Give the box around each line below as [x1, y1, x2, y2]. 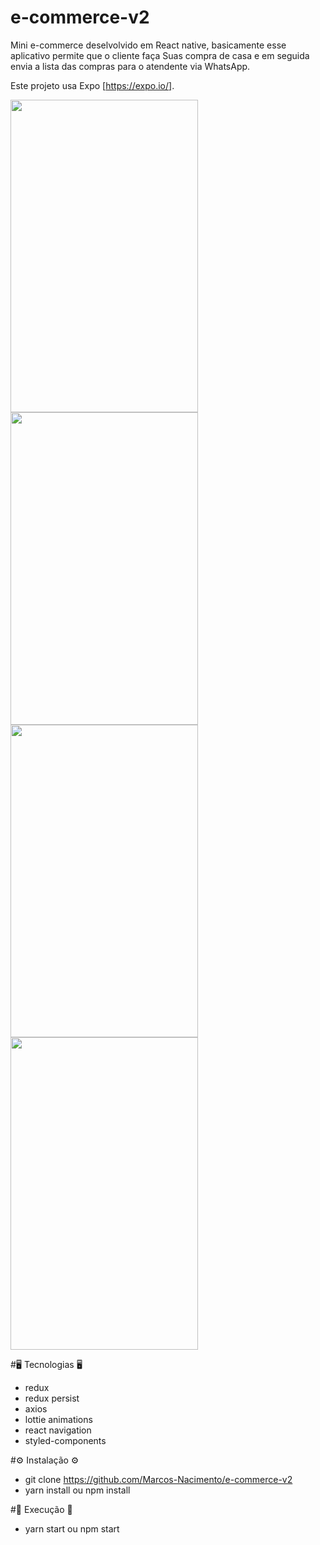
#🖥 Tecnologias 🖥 [10, 1358, 83, 1370]
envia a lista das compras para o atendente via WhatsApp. [10, 60, 251, 72]
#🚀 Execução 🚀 [10, 1503, 73, 1515]
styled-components [24, 1434, 107, 1446]
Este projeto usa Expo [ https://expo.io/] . [10, 79, 175, 91]
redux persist [24, 1392, 80, 1404]
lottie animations [24, 1413, 93, 1425]
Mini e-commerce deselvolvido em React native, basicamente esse [10, 39, 287, 51]
